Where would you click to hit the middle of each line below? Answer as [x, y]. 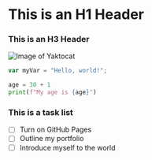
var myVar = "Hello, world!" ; [58, 71]
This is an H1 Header [76, 15]
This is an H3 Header [49, 39]
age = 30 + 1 [30, 85]
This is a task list [41, 113]
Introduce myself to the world [67, 147]
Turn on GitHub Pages [56, 130]
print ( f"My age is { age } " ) [52, 92]
